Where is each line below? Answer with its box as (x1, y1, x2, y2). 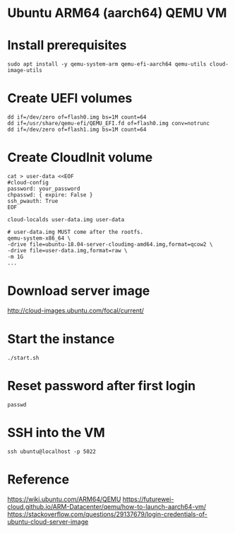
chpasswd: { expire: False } (7, 192, 93, 199)
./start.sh (7, 354, 40, 361)
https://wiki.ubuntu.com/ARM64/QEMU (7, 495, 121, 503)
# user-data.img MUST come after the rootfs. (7, 228, 143, 235)
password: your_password (7, 185, 80, 192)
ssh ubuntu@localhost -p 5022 (7, 447, 97, 455)
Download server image (7, 283, 150, 299)
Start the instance (7, 331, 115, 347)
